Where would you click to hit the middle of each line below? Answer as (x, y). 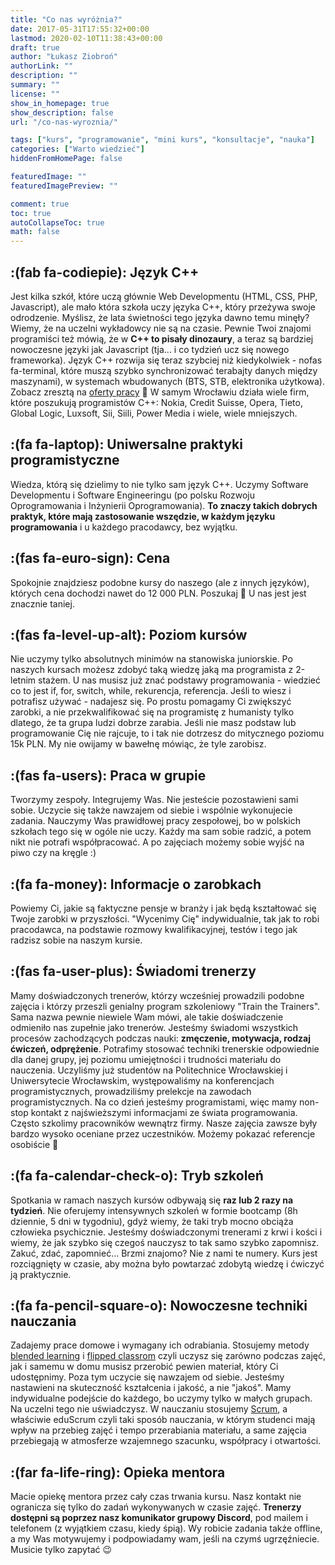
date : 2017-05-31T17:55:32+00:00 (80, 29)
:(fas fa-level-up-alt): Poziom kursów (129, 634)
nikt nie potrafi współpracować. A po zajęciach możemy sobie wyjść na (157, 842)
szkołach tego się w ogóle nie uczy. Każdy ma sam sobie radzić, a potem (161, 832)
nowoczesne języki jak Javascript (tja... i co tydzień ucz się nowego (150, 349)
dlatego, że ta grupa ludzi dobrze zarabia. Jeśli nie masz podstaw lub (153, 723)
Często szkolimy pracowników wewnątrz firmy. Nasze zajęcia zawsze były (164, 1123)
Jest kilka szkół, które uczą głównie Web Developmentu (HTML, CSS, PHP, (164, 296)
